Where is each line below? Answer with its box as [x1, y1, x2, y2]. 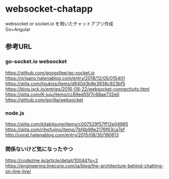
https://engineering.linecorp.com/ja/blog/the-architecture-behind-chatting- [5, 163, 164, 169]
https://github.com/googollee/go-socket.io [5, 69, 95, 75]
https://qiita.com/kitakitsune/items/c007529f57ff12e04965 [5, 121, 128, 127]
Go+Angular [5, 26, 31, 32]
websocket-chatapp [5, 3, 93, 15]
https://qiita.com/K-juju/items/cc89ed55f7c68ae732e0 [5, 91, 120, 97]
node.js [5, 109, 24, 116]
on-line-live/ [5, 168, 32, 174]
